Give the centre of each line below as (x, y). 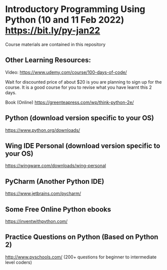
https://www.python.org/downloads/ (43, 130)
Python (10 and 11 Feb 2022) (65, 20)
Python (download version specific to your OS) (79, 118)
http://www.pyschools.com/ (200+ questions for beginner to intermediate (81, 257)
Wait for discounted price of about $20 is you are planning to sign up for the (83, 82)
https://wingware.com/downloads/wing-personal (56, 166)
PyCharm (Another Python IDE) (55, 181)
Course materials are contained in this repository (55, 44)
